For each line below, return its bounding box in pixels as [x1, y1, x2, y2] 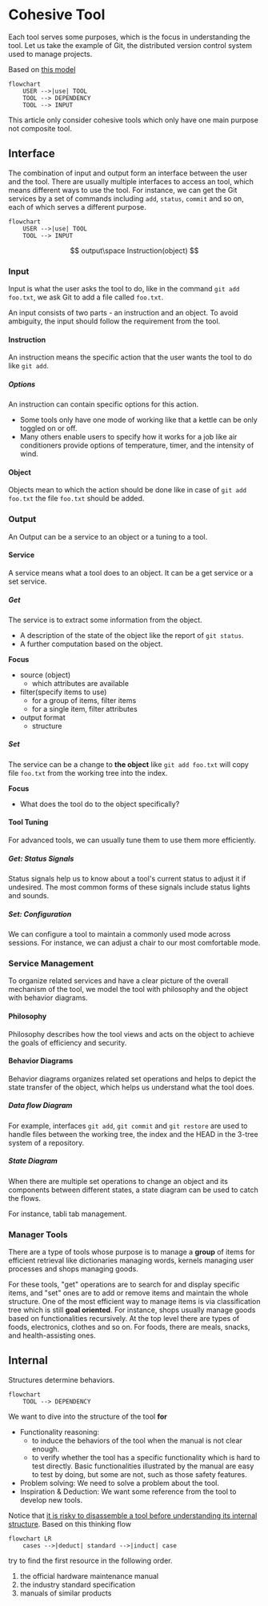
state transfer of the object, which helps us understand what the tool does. [8, 1082, 254, 1092]
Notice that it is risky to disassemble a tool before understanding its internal [8, 1511, 258, 1520]
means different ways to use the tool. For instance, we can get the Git [8, 185, 238, 195]
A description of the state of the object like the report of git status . [19, 630, 244, 640]
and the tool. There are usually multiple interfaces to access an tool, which [8, 176, 254, 186]
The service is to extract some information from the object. [8, 615, 202, 624]
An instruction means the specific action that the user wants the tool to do [8, 352, 252, 362]
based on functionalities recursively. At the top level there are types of [8, 1313, 240, 1323]
